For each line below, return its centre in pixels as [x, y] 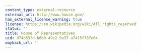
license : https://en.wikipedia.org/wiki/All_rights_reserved [71, 24]
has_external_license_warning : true [44, 19]
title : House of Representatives [40, 33]
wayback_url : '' [22, 43]
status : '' [17, 29]
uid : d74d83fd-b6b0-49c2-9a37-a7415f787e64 [52, 38]
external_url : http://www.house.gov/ [45, 15]
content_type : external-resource [40, 10]
